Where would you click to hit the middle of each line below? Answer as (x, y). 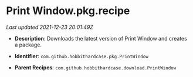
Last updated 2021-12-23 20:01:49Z (50, 27)
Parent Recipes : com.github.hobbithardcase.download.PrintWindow (95, 67)
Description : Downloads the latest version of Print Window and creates (101, 38)
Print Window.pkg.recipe (68, 11)
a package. (28, 45)
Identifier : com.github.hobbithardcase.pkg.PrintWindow (81, 56)
